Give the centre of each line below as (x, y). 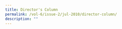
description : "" (22, 19)
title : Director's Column (31, 10)
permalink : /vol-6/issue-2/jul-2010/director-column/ (61, 14)
